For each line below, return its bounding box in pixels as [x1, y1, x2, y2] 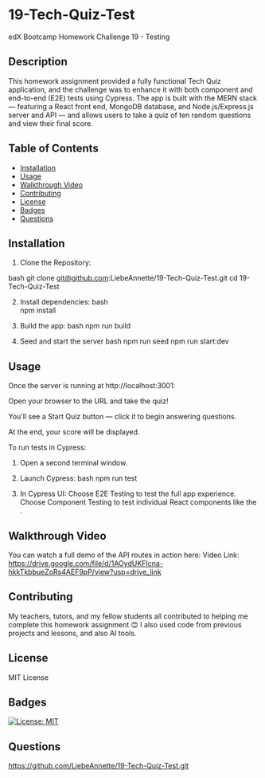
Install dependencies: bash [19, 297, 109, 307]
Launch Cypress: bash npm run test [19, 473, 138, 483]
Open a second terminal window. [19, 458, 128, 468]
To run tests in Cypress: [8, 442, 87, 452]
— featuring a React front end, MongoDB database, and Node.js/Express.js [8, 101, 255, 111]
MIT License [8, 672, 49, 682]
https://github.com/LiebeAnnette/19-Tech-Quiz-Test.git [8, 761, 189, 771]
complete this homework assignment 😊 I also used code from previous [8, 619, 242, 629]
